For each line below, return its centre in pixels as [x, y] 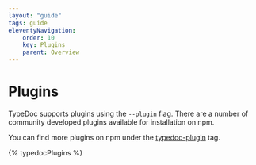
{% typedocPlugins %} [46, 152]
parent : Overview [51, 52]
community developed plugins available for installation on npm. [111, 122]
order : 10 [39, 38]
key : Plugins [44, 45]
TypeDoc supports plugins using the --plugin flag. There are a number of [128, 113]
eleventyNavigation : [42, 30]
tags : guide [28, 23]
